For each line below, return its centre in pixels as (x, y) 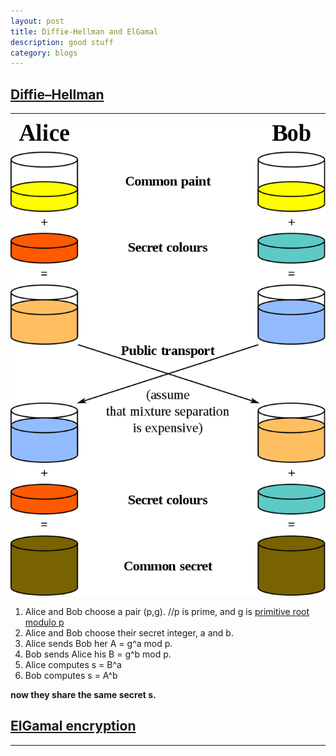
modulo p (44, 622)
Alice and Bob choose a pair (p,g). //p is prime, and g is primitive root (167, 611)
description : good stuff (62, 42)
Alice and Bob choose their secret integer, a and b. (129, 632)
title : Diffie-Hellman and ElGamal (84, 31)
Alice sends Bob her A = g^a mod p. (98, 643)
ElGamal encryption (73, 726)
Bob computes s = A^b (71, 675)
